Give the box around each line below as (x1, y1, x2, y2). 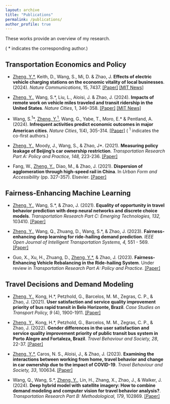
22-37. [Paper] (12, 341, 43, 347)
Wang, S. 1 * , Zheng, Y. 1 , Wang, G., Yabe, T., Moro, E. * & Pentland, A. (12, 115, 153, 122)
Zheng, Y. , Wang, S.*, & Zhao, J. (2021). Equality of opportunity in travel (12, 202, 165, 208)
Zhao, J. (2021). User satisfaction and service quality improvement (12, 299, 156, 305)
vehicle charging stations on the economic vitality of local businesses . (12, 79, 165, 85)
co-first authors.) (12, 133, 49, 139)
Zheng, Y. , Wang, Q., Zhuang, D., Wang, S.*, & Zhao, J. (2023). (12, 228, 143, 234)
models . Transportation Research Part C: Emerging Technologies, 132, (12, 213, 161, 219)
